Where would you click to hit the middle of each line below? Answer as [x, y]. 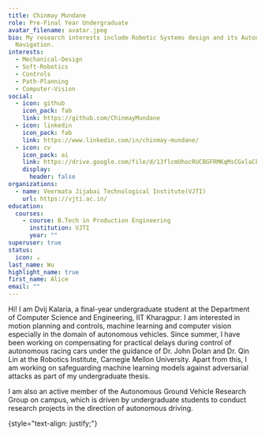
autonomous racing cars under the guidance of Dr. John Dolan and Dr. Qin [129, 351]
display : [37, 170]
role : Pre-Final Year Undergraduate [68, 23]
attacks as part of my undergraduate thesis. [79, 376]
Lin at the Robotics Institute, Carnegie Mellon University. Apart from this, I [127, 359]
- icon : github [40, 103]
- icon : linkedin [44, 125]
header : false [52, 177]
